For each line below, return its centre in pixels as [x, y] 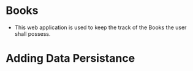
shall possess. [32, 33]
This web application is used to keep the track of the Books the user [100, 27]
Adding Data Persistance [70, 59]
